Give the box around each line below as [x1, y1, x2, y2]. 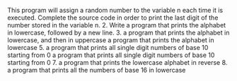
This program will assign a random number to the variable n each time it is [7, 6, 224, 14]
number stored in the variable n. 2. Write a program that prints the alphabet [7, 21, 226, 29]
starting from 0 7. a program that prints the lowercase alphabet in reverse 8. [7, 58, 228, 66]
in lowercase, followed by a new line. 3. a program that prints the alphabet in [7, 28, 230, 37]
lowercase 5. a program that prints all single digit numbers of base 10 [7, 44, 209, 51]
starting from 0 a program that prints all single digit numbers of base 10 [7, 51, 215, 59]
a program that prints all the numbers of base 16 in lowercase [7, 66, 186, 74]
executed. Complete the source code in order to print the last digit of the [7, 13, 219, 22]
